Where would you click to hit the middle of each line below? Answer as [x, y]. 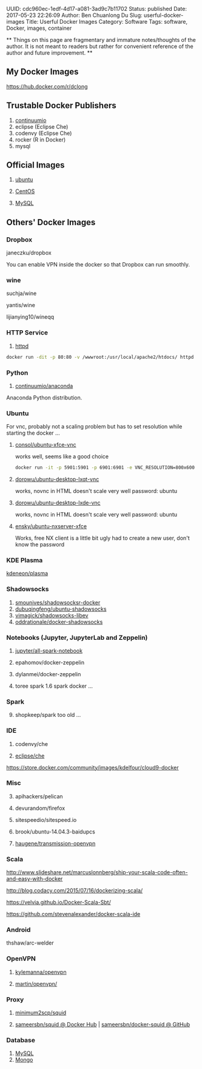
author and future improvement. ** [49, 53]
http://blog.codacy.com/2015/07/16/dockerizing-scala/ [75, 891]
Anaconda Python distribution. [44, 398]
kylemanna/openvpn [41, 972]
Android [19, 930]
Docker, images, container [39, 28]
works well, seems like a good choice [62, 456]
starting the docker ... [33, 433]
